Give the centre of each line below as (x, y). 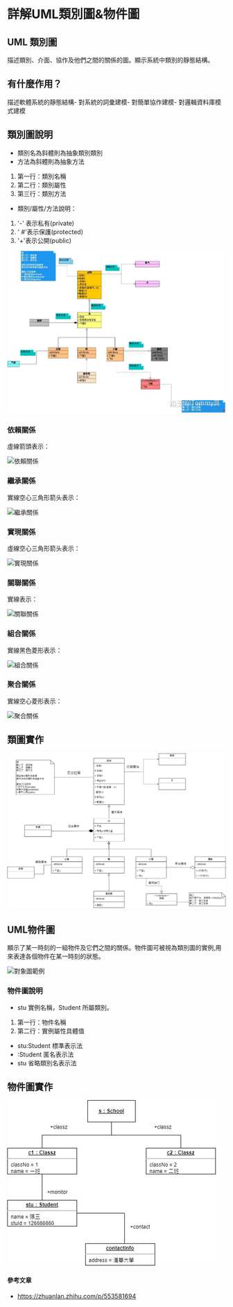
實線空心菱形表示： (35, 701)
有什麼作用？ (35, 84)
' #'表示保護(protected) (50, 232)
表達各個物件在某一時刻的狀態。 (59, 956)
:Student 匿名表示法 (45, 1054)
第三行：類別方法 (42, 193)
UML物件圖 (31, 930)
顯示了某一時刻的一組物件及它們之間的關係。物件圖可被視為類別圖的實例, (112, 948)
